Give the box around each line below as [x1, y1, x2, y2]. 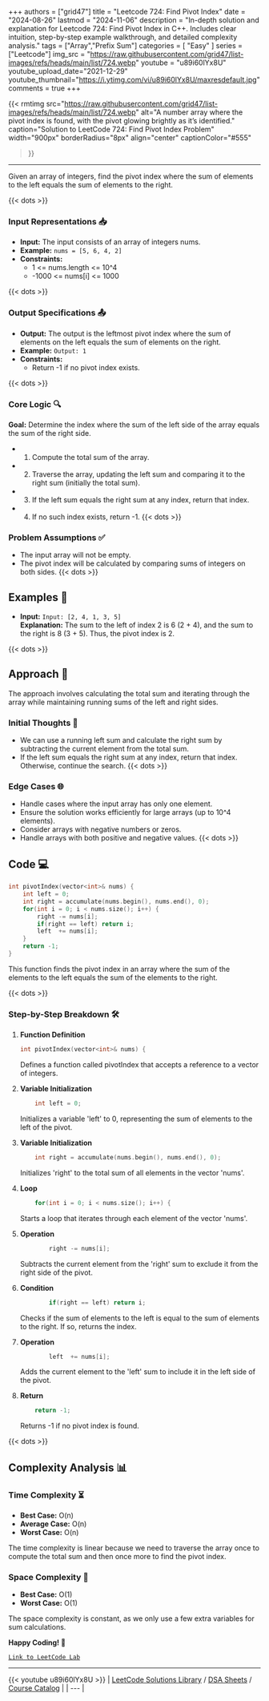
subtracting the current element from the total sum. [19, 744, 190, 754]
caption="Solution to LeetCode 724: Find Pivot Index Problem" [8, 124, 215, 134]
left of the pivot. [19, 1123, 73, 1132]
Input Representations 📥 [8, 216, 107, 227]
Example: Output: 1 [19, 345, 86, 355]
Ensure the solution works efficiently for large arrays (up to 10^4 [19, 808, 231, 817]
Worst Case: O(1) [19, 1598, 78, 1608]
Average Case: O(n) [19, 1518, 87, 1529]
